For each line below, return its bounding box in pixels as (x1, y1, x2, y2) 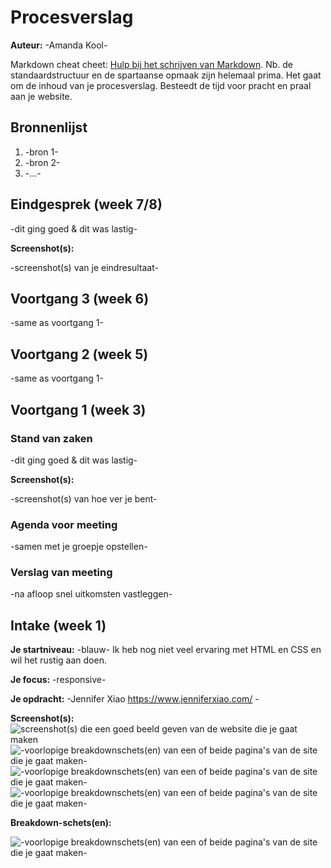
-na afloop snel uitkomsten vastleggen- (10, 588, 173, 600)
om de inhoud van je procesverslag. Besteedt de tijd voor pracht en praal (10, 79, 312, 91)
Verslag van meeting (10, 566, 113, 580)
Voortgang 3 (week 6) (10, 290, 150, 307)
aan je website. (10, 90, 73, 102)
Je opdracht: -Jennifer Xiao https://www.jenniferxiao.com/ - (10, 693, 260, 705)
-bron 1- (24, 146, 59, 158)
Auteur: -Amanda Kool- (10, 39, 108, 51)
